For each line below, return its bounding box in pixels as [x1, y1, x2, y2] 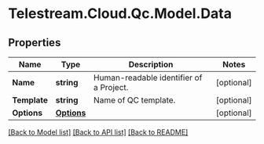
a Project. [93, 82, 129, 92]
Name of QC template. [93, 95, 176, 106]
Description [128, 59, 174, 70]
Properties [8, 36, 61, 49]
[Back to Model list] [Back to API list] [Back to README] [8, 128, 189, 137]
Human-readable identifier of [93, 72, 203, 83]
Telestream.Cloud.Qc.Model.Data [8, 5, 232, 23]
